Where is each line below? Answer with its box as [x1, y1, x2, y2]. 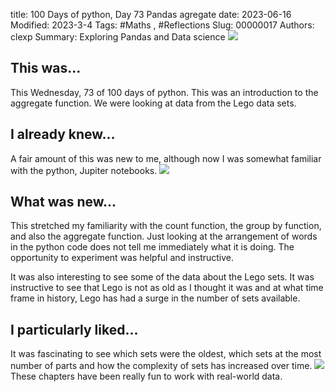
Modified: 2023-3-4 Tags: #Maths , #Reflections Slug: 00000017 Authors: [10, 19, 315, 31]
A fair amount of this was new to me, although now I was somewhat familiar [10, 152, 322, 164]
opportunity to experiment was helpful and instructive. [10, 252, 235, 264]
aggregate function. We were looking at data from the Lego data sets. [10, 97, 297, 109]
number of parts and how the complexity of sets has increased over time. [10, 360, 313, 372]
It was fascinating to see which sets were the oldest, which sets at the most [10, 348, 322, 360]
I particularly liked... [10, 321, 139, 338]
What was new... [10, 194, 117, 211]
